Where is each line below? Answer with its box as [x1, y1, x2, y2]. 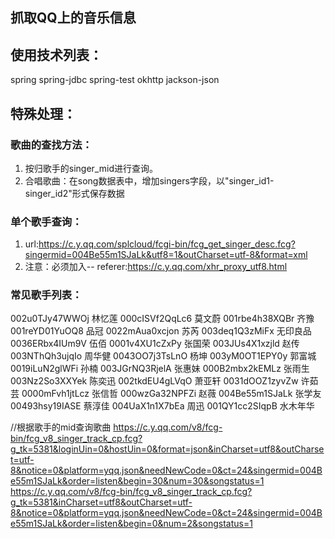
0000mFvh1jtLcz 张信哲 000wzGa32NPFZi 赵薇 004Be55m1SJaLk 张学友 [21, 388, 322, 400]
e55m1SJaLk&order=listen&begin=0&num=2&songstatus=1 [10, 518, 253, 530]
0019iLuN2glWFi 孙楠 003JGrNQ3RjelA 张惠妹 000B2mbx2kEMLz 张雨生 [10, 363, 310, 375]
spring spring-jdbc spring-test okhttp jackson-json [10, 74, 220, 86]
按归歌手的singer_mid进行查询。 [24, 162, 158, 174]
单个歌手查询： [10, 214, 83, 228]
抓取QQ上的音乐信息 [10, 9, 137, 27]
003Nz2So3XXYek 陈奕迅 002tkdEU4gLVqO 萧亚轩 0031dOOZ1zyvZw [10, 375, 299, 387]
